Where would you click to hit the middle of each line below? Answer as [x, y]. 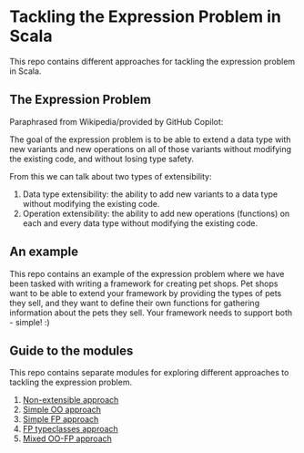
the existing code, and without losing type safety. [101, 159]
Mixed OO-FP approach [67, 438]
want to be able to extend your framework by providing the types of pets [146, 293]
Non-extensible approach [71, 400]
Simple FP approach [61, 419]
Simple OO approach [62, 410]
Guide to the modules [71, 350]
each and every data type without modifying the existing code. [140, 223]
